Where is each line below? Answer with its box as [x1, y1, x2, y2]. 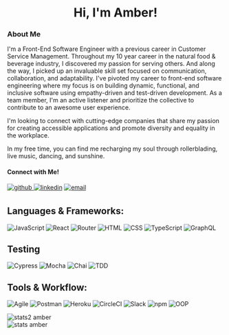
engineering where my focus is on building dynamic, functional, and [7, 81, 199, 90]
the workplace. [7, 131, 50, 140]
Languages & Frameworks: [7, 205, 124, 217]
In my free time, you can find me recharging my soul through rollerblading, [7, 144, 218, 153]
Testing [7, 243, 41, 255]
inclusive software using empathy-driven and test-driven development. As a [7, 89, 222, 97]
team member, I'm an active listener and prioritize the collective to [7, 96, 195, 105]
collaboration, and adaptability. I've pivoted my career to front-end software [7, 74, 222, 83]
